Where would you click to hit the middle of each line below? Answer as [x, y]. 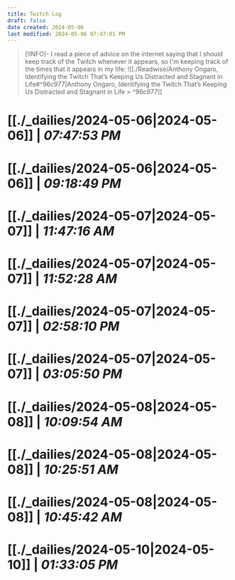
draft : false [27, 21]
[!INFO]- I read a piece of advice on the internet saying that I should [124, 54]
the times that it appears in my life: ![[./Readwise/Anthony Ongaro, [121, 69]
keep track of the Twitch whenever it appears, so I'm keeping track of [126, 62]
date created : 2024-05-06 [45, 27]
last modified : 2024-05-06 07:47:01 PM [66, 34]
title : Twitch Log [34, 14]
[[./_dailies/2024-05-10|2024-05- [111, 550]
